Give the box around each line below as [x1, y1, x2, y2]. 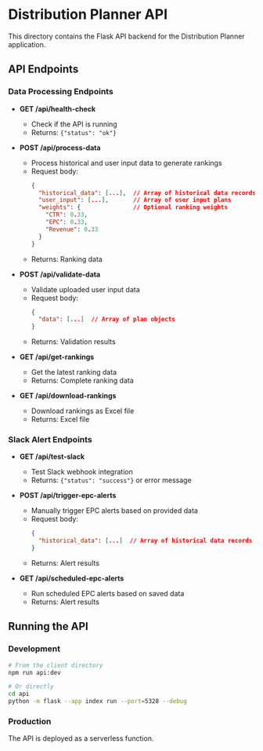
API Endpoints [8, 63, 79, 76]
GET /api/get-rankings [19, 352, 95, 362]
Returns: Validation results [31, 337, 116, 346]
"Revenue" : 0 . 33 [45, 225, 99, 233]
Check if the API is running [31, 119, 117, 129]
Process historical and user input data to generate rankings [31, 158, 222, 167]
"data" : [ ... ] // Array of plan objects [38, 316, 176, 324]
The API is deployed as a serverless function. [8, 734, 154, 743]
